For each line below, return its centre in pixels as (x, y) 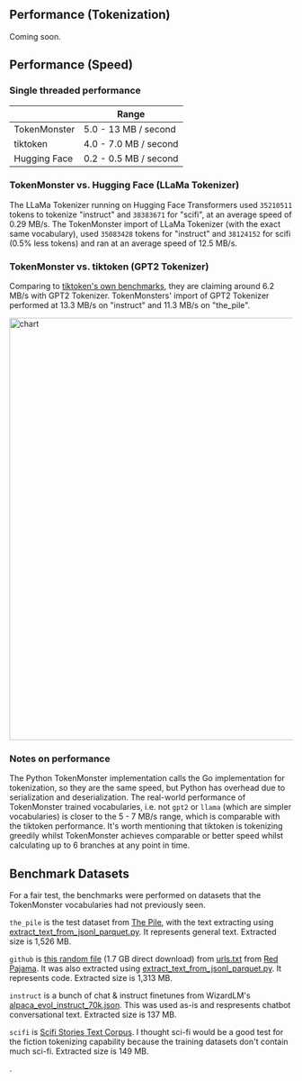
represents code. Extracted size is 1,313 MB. (91, 978)
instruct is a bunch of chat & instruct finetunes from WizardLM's (130, 995)
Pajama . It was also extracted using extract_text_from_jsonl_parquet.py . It (145, 968)
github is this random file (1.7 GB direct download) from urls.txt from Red (144, 959)
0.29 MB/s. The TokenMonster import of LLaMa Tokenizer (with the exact (145, 223)
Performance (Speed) (71, 65)
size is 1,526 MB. (40, 941)
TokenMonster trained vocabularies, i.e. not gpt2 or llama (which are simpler (151, 807)
